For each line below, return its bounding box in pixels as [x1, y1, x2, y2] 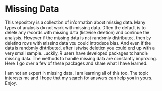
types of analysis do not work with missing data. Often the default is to [5, 24, 146, 30]
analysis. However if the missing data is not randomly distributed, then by [5, 35, 151, 41]
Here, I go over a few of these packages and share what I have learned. [5, 61, 147, 66]
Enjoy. [5, 80, 17, 86]
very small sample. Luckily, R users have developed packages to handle [5, 50, 148, 56]
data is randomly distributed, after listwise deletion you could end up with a [5, 45, 155, 51]
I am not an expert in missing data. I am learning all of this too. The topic [5, 70, 149, 76]
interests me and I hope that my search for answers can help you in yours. [5, 75, 153, 81]
